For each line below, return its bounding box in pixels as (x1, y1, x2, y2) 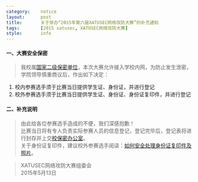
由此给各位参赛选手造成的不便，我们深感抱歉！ (20, 120, 135, 127)
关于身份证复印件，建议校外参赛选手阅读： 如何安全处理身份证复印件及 (20, 142, 192, 149)
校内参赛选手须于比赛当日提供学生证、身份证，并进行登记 (14, 84, 155, 91)
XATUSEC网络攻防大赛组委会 (20, 161, 92, 168)
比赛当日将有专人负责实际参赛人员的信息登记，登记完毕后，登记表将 (20, 127, 187, 134)
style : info (6, 31, 51, 37)
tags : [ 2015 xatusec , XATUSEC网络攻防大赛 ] (6, 25, 128, 31)
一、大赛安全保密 (6, 49, 48, 57)
